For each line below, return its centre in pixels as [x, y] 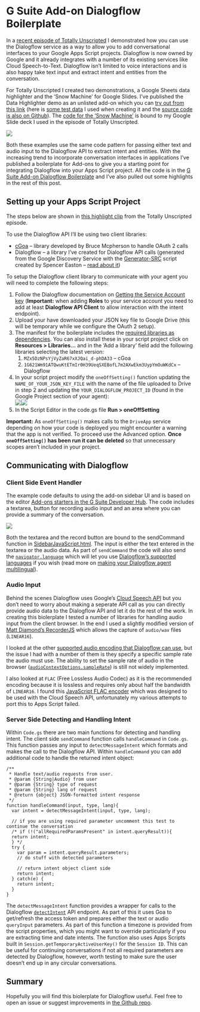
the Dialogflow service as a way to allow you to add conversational [88, 47]
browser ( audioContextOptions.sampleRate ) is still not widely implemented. [98, 666]
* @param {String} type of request [53, 785]
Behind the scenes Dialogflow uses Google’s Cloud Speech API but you [94, 598]
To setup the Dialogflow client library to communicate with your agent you [97, 276]
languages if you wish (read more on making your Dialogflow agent [89, 563]
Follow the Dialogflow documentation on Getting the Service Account [100, 294]
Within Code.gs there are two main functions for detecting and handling [93, 732]
